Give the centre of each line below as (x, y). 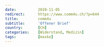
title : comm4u (28, 19)
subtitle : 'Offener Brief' (38, 23)
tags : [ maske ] (29, 37)
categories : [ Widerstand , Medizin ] (44, 32)
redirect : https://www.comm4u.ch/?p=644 (52, 14)
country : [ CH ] (26, 28)
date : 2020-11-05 (32, 10)
